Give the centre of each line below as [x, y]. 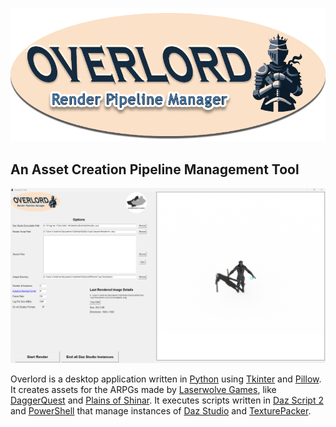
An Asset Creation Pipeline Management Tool [155, 169]
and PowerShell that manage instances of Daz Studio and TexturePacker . [161, 410]
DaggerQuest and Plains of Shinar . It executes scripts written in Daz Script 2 [167, 400]
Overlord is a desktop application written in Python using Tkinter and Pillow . [166, 379]
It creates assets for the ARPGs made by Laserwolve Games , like [143, 389]
